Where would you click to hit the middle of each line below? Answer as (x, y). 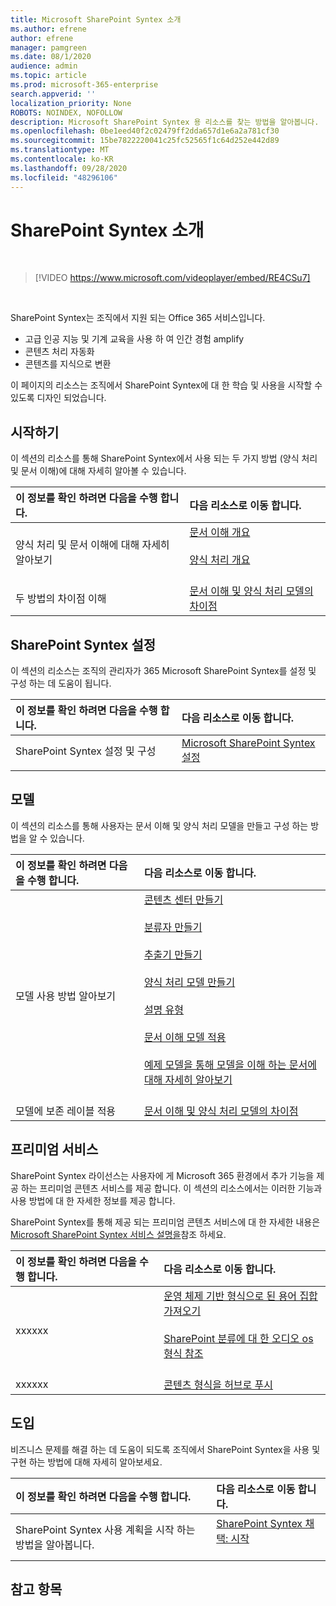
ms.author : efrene (48, 29)
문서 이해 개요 (220, 533)
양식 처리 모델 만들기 (189, 982)
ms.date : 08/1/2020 (51, 57)
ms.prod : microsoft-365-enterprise (84, 85)
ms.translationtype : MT (60, 150)
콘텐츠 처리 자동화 (59, 352)
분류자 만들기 (173, 927)
